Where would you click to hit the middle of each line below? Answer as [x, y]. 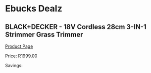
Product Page [19, 46]
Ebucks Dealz [34, 9]
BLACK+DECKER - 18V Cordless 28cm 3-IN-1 [76, 27]
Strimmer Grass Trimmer [44, 34]
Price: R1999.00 [21, 56]
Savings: [14, 65]
